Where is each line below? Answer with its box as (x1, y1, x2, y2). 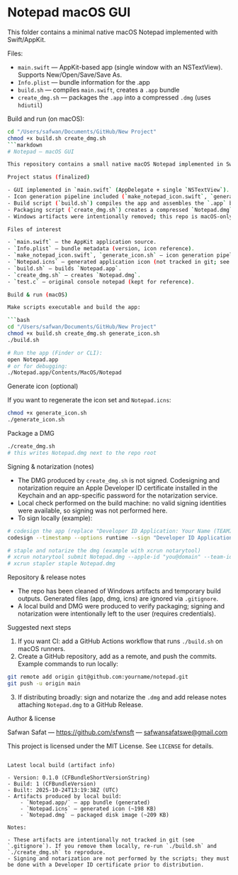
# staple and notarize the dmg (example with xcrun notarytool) (7, 547, 201, 554)
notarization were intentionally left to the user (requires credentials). (17, 609, 216, 618)
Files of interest (7, 225, 62, 233)
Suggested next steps (7, 623, 72, 632)
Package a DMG (7, 429, 55, 438)
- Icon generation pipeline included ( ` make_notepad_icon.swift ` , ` (7, 193, 214, 200)
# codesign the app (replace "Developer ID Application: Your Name (7, 527, 211, 535)
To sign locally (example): (17, 513, 93, 522)
